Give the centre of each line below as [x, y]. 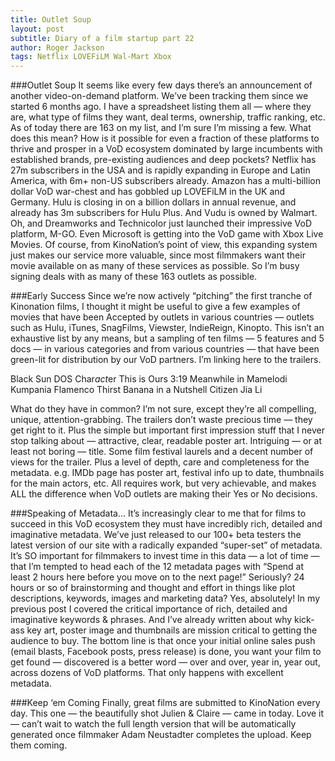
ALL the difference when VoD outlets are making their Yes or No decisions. [164, 494]
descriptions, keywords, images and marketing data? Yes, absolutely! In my [165, 598]
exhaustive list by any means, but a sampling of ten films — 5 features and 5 [167, 338]
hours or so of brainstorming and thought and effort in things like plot [153, 588]
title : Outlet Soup [51, 19]
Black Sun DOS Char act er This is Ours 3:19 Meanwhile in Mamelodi [149, 379]
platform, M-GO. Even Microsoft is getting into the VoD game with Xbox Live [167, 234]
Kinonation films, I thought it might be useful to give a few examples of [155, 307]
